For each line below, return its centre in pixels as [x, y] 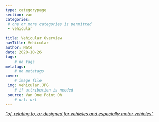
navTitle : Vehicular [27, 43]
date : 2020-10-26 [24, 52]
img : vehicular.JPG [28, 85]
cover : [12, 76]
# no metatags [29, 71]
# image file [28, 81]
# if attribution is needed [44, 90]
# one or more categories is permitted [50, 24]
